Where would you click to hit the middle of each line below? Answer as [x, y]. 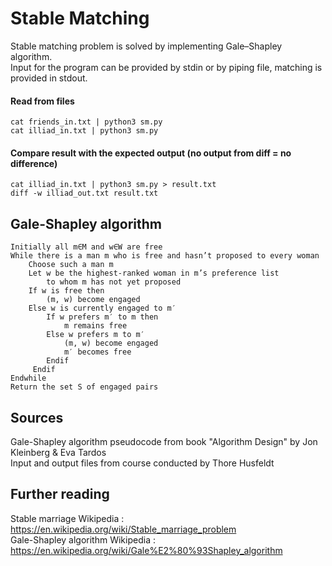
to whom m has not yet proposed [114, 282]
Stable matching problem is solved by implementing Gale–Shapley [146, 46]
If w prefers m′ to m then [102, 317]
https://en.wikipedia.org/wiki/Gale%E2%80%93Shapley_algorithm [146, 550]
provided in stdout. [49, 78]
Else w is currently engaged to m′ [102, 308]
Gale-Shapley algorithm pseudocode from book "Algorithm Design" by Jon [164, 441]
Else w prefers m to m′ [95, 335]
